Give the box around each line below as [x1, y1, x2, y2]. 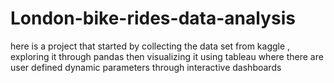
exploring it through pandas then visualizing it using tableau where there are [10, 50, 324, 62]
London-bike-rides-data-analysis [10, 7, 296, 30]
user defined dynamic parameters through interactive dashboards [10, 61, 282, 73]
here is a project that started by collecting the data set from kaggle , [10, 40, 291, 52]
